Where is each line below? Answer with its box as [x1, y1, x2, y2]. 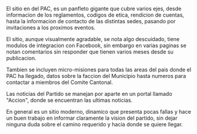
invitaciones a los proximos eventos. [6, 24, 96, 31]
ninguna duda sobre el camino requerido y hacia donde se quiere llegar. [6, 121, 183, 127]
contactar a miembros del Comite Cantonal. [6, 79, 113, 86]
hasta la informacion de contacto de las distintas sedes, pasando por [6, 18, 176, 24]
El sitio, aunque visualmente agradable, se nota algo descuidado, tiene [6, 36, 180, 42]
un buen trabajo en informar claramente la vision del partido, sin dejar [6, 114, 178, 121]
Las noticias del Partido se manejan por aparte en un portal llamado [6, 91, 173, 97]
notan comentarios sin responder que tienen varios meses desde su [6, 48, 174, 55]
